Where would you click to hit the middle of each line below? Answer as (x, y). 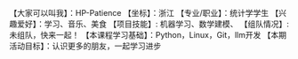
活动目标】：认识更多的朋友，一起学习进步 (85, 46)
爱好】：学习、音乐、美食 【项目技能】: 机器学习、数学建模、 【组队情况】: (153, 24)
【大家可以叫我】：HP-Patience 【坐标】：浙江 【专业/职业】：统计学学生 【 (144, 13)
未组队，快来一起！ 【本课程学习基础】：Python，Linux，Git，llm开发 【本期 (148, 35)
